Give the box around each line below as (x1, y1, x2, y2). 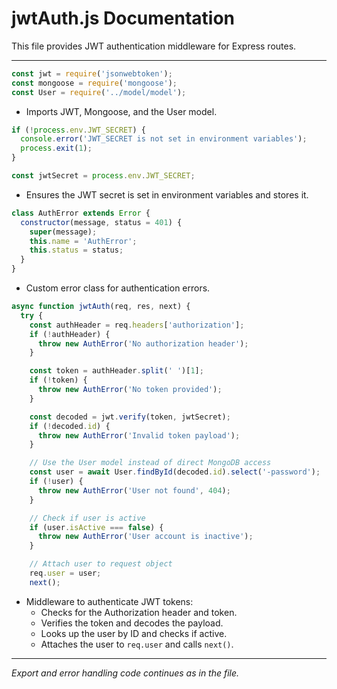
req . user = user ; (29, 568, 102, 579)
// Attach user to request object (29, 559, 173, 569)
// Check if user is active (29, 513, 146, 523)
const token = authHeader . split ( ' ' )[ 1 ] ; (29, 366, 204, 376)
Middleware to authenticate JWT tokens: (25, 595, 194, 607)
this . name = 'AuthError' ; (29, 236, 138, 246)
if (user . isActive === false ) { (29, 522, 164, 532)
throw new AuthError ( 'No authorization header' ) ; (37, 338, 249, 349)
